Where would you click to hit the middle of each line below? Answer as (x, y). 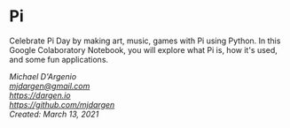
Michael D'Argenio (43, 76)
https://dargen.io (40, 95)
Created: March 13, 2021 (54, 114)
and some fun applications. (59, 59)
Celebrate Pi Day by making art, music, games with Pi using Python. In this (145, 41)
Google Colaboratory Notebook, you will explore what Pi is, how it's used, (143, 49)
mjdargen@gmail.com (50, 86)
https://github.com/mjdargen (62, 104)
